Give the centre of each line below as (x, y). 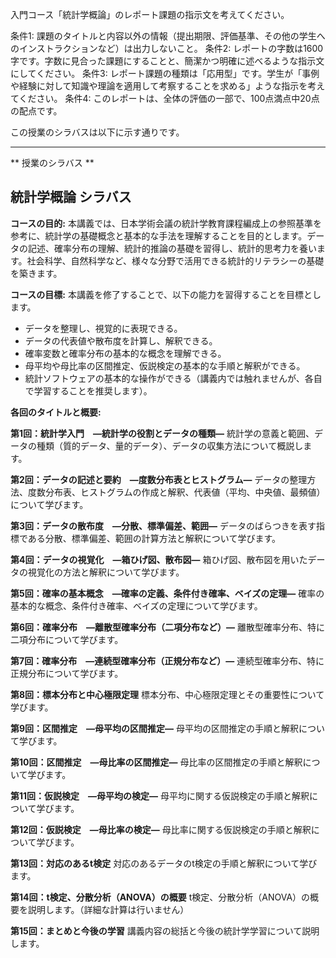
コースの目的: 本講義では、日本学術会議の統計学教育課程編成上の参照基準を (166, 223)
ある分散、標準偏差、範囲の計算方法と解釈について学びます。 (154, 538)
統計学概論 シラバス (71, 197)
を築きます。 (36, 273)
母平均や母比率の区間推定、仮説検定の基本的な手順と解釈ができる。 (165, 365)
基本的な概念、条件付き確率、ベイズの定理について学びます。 (136, 605)
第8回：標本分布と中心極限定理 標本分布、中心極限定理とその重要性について (167, 694)
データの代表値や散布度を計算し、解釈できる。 (121, 340)
